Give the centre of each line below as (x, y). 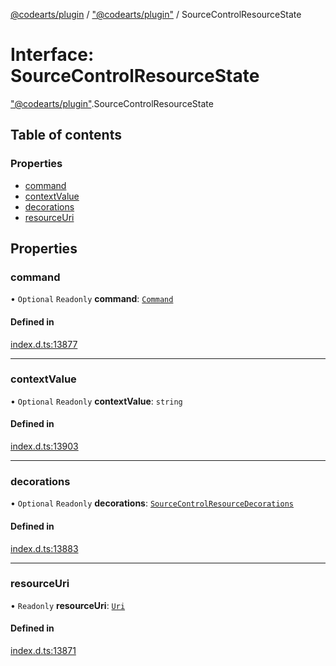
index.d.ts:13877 (44, 344)
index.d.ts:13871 (43, 651)
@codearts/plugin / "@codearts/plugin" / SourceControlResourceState (156, 14)
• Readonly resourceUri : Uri (68, 605)
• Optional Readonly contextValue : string (96, 401)
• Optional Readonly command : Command (92, 299)
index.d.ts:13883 (44, 548)
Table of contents (66, 135)
